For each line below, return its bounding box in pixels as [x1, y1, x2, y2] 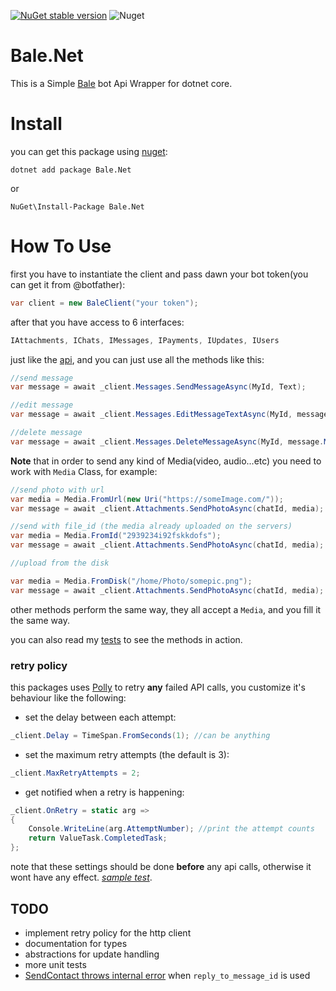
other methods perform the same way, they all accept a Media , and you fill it [10, 603, 322, 615]
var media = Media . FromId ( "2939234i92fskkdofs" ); [10, 531, 222, 541]
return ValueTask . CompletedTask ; [28, 833, 168, 844]
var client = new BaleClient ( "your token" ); [10, 298, 199, 308]
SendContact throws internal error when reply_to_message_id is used [24, 969, 311, 981]
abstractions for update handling [24, 948, 160, 960]
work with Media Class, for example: [10, 465, 158, 477]
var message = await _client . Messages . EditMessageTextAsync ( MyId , [10, 410, 293, 420]
